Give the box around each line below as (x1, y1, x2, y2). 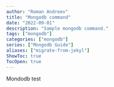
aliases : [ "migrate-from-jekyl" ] (6, 48, 90, 54)
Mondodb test (6, 75, 41, 82)
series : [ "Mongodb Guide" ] (6, 42, 74, 48)
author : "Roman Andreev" (6, 8, 68, 15)
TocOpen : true (6, 58, 42, 64)
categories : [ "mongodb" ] (6, 36, 68, 42)
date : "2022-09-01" (6, 20, 55, 26)
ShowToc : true (6, 53, 42, 59)
